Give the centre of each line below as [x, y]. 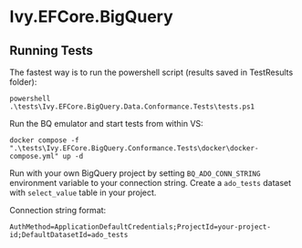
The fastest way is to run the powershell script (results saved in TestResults [151, 72]
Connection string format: [58, 210]
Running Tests [51, 51]
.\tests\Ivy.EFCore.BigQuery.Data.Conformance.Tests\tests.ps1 [132, 107]
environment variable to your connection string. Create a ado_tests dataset [151, 183]
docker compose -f [44, 140]
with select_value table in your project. [83, 192]
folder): [23, 82]
